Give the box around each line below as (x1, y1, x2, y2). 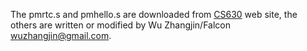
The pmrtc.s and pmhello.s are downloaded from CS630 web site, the (10, 9, 298, 20)
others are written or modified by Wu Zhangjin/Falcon (10, 19, 231, 31)
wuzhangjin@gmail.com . (10, 30, 112, 41)
